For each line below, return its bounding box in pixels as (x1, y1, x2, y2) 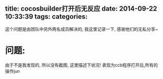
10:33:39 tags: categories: (5, 13, 88, 21)
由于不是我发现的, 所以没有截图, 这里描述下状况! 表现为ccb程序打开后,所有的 (5, 62, 158, 68)
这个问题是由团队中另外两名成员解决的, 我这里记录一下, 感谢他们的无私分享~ (5, 26, 159, 32)
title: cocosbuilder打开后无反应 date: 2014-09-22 (5, 4, 158, 13)
